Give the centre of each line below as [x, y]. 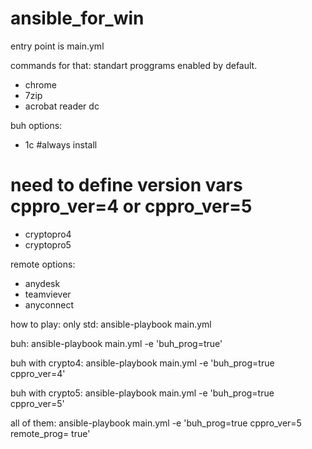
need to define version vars [126, 185]
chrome [40, 84]
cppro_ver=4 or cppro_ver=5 [131, 206]
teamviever [48, 294]
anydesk [42, 283]
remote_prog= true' [50, 433]
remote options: [43, 264]
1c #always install [61, 144]
